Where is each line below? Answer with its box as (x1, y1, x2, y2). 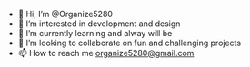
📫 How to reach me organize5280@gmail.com (17, 48, 195, 58)
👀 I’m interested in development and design (17, 18, 181, 29)
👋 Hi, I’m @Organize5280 (17, 9, 114, 19)
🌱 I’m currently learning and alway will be (17, 28, 173, 38)
